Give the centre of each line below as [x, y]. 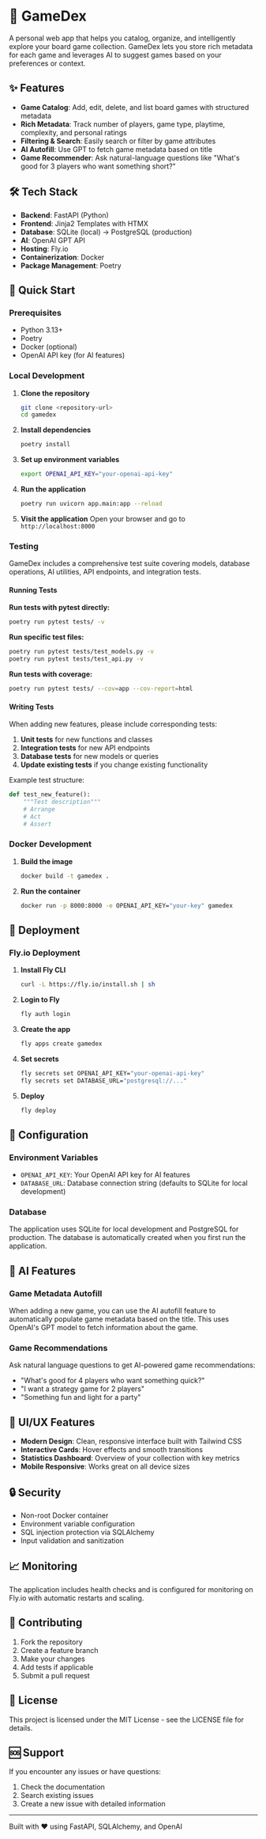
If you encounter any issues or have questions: [85, 1772]
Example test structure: [47, 780]
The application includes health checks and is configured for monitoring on [131, 1589]
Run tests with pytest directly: [59, 608]
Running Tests [33, 590]
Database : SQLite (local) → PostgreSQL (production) [106, 232]
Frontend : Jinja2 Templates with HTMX [84, 223]
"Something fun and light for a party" [81, 1397]
